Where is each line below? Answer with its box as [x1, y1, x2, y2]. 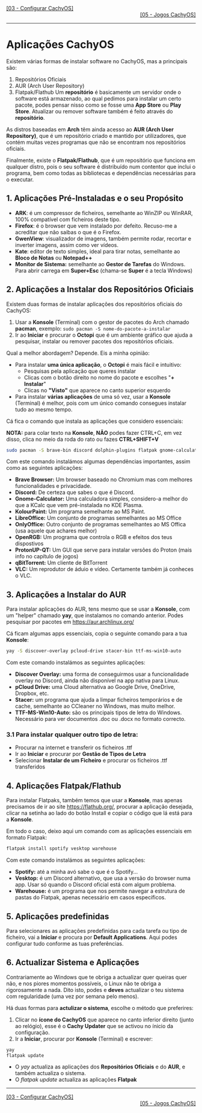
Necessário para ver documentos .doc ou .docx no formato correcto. [14, 715, 186, 723]
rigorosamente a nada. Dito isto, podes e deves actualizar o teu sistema [6, 986, 185, 993]
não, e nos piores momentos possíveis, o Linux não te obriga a [6, 980, 161, 987]
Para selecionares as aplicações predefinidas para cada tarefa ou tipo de [6, 927, 188, 934]
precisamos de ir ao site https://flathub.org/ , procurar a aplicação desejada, [6, 803, 194, 811]
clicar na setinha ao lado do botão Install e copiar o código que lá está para [6, 809, 192, 817]
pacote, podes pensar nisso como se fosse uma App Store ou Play [14, 101, 182, 108]
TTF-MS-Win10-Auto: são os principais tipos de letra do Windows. [14, 709, 182, 716]
